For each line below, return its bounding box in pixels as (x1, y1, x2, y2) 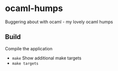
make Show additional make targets (12, 55, 82, 61)
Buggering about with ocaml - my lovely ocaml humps (5, 19, 113, 25)
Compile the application (5, 45, 52, 51)
